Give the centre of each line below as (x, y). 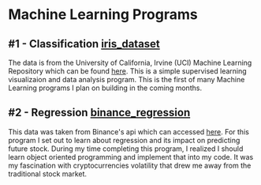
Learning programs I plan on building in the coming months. (105, 88)
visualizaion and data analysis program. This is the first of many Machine (127, 79)
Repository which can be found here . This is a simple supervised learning (127, 71)
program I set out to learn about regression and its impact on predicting (124, 140)
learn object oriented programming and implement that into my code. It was (131, 157)
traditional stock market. (48, 174)
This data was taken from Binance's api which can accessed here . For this (129, 131)
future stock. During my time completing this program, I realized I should (126, 149)
